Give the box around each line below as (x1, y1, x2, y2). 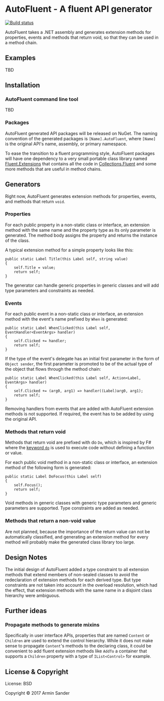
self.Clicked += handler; (14, 339, 67, 344)
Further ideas (5, 606, 47, 615)
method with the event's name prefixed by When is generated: (5, 316, 128, 322)
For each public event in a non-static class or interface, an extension (5, 311, 143, 317)
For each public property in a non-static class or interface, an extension (5, 222, 150, 228)
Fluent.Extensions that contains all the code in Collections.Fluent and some (5, 161, 157, 166)
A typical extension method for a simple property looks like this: (5, 247, 134, 253)
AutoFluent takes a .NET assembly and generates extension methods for (5, 29, 151, 35)
